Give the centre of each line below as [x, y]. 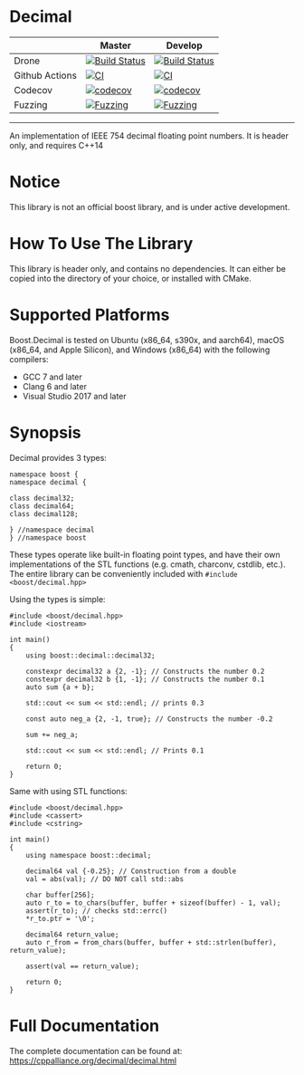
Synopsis [45, 432]
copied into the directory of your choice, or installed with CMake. [130, 278]
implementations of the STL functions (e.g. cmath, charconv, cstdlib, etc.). [147, 564]
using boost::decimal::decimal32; [90, 655]
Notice [35, 182]
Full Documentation [85, 1026]
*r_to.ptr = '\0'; [60, 918]
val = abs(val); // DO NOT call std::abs [104, 879]
